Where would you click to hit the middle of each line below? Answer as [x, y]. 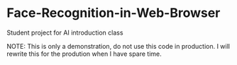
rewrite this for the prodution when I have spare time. [84, 54]
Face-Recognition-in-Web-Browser [114, 13]
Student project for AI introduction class [65, 32]
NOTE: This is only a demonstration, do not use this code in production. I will [118, 46]
